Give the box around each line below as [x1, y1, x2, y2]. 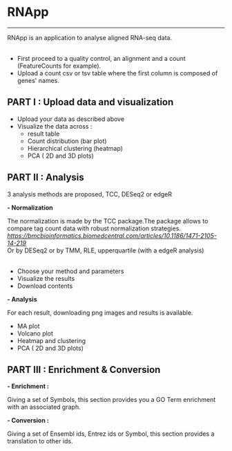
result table [27, 129, 60, 138]
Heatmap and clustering [17, 336, 86, 344]
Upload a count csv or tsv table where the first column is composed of [17, 68, 218, 77]
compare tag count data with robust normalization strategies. [7, 224, 182, 232]
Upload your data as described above [17, 115, 125, 123]
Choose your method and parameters [17, 267, 124, 275]
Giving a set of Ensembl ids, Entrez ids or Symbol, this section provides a [7, 430, 215, 438]
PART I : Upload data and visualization [7, 96, 174, 108]
